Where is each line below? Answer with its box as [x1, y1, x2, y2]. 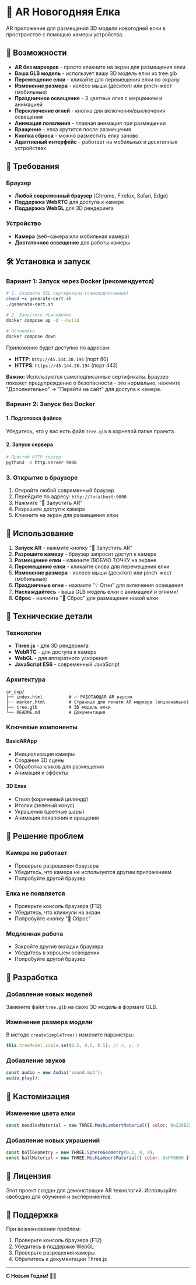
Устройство [6, 219, 41, 227]
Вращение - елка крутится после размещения [14, 125, 131, 132]
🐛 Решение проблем [6, 831, 84, 841]
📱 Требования [6, 161, 60, 172]
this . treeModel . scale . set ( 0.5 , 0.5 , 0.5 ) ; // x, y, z [6, 1043, 140, 1049]
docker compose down [6, 334, 57, 339]
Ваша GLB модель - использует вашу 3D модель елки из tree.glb [14, 70, 177, 77]
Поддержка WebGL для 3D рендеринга [14, 205, 114, 212]
